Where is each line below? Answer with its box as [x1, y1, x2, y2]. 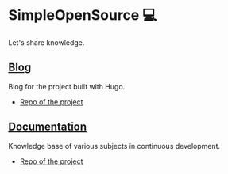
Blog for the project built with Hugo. [8, 81, 126, 91]
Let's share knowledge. [8, 37, 85, 47]
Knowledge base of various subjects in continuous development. [8, 141, 221, 150]
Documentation [8, 120, 87, 134]
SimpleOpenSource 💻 [8, 6, 157, 25]
